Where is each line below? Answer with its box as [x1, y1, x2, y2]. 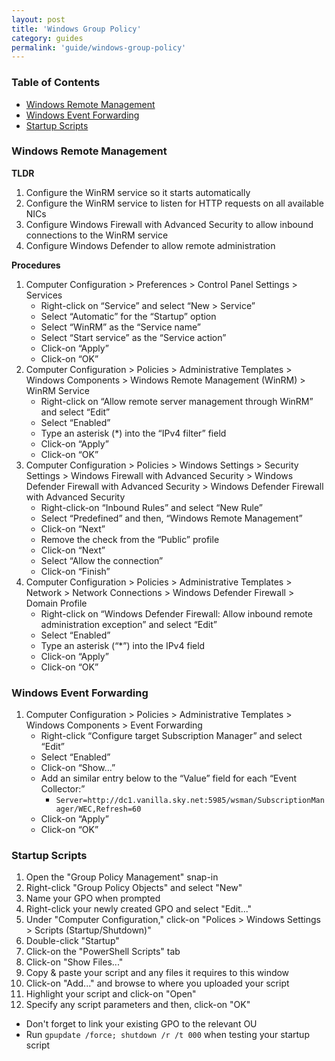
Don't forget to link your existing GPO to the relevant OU [25, 1018, 258, 1030]
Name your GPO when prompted [25, 892, 161, 905]
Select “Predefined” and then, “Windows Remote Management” [40, 512, 303, 524]
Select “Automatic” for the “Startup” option [40, 310, 217, 322]
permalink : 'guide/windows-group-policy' [11, 42, 187, 53]
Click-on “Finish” [40, 565, 111, 577]
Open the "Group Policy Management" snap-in [25, 871, 219, 883]
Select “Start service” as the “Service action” [40, 331, 227, 343]
